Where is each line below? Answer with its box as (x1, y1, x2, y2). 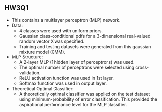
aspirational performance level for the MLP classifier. (19, 101, 127, 107)
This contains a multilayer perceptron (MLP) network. (11, 17, 121, 23)
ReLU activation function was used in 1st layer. (19, 75, 114, 81)
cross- (135, 64, 149, 70)
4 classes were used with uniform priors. (19, 27, 103, 34)
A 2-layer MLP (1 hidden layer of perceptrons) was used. (19, 59, 135, 65)
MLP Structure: (11, 54, 43, 60)
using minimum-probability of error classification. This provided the (19, 96, 157, 102)
